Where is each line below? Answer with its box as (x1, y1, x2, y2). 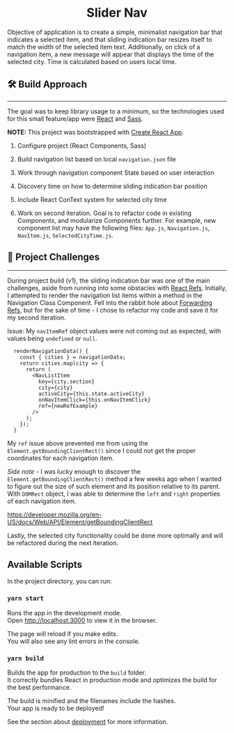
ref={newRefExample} (38, 402, 98, 409)
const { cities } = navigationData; (19, 354, 127, 361)
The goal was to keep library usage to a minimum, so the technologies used (7, 107, 224, 116)
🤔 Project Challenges (7, 251, 100, 263)
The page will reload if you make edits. (7, 629, 118, 638)
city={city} (38, 384, 73, 391)
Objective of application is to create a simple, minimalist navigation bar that (7, 28, 223, 36)
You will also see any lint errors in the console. (7, 637, 141, 645)
